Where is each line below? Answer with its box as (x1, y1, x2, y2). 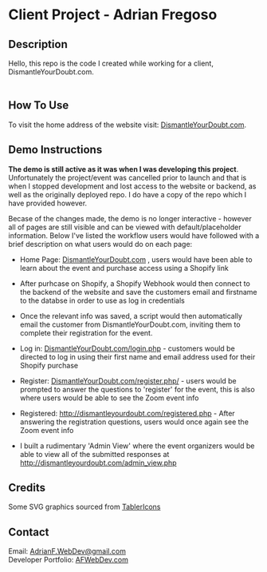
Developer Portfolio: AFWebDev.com (8, 555, 129, 565)
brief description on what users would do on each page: (8, 239, 193, 248)
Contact (8, 525, 49, 538)
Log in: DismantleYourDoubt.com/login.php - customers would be (19, 344, 235, 353)
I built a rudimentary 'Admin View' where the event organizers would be (19, 441, 255, 451)
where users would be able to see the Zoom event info (19, 393, 199, 403)
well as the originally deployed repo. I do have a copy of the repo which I (8, 189, 247, 199)
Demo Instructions (8, 143, 103, 157)
